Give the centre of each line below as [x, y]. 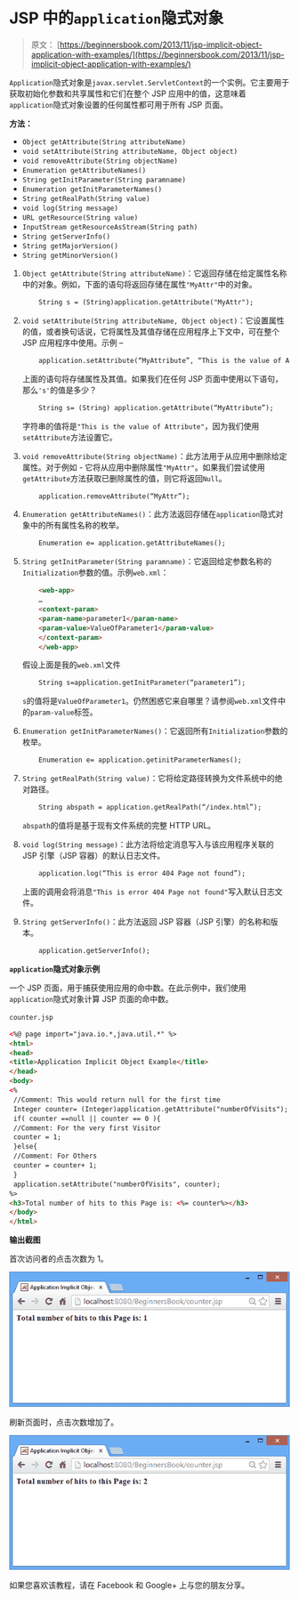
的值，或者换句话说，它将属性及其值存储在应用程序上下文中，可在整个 [151, 331]
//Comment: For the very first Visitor [87, 1128]
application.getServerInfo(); [94, 950]
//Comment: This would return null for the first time [117, 1100]
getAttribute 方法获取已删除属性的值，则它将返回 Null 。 [124, 478]
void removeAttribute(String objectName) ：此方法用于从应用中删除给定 [154, 456]
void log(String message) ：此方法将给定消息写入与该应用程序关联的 [148, 844]
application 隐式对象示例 [55, 969]
